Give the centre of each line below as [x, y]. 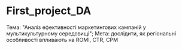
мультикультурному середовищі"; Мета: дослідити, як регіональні [91, 33]
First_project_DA [49, 11]
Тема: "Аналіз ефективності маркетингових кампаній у [76, 27]
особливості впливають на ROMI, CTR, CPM [62, 40]
